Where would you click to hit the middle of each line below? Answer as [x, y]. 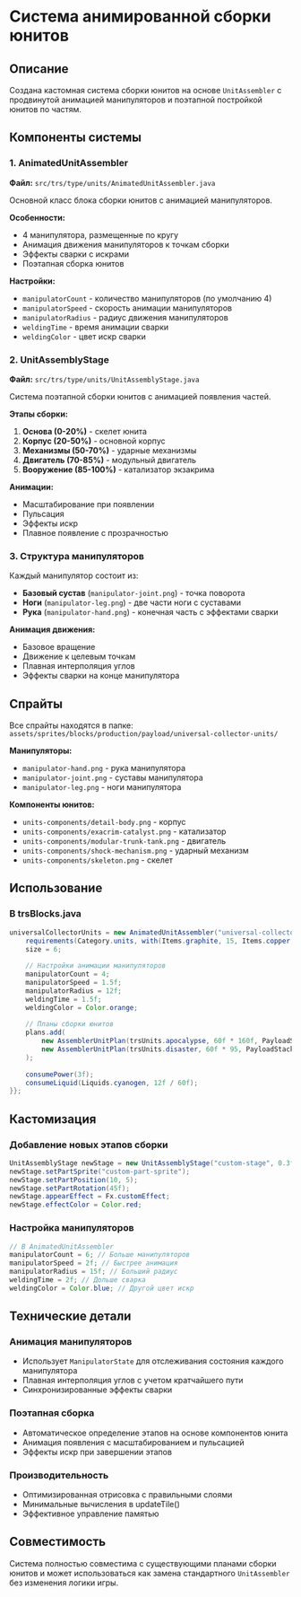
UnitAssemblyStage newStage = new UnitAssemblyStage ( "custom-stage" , [142, 1163]
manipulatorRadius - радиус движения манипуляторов [125, 317]
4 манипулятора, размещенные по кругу [100, 234]
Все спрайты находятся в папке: [72, 725]
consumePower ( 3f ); [60, 1075]
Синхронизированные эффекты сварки [97, 1390]
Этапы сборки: [39, 414]
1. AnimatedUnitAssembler [69, 163]
